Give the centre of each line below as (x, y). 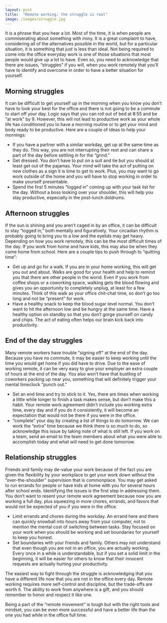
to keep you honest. (33, 537)
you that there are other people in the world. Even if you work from (81, 277)
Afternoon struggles (37, 213)
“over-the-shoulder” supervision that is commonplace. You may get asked (81, 480)
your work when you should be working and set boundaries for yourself (86, 532)
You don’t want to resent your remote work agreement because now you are (83, 496)
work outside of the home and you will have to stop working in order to (85, 176)
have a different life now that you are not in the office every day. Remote (79, 579)
